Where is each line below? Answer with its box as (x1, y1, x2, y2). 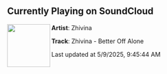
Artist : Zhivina (51, 23, 93, 32)
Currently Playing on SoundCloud (7, 5, 154, 17)
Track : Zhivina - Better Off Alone (51, 37, 144, 45)
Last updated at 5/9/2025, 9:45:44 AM (51, 50, 161, 58)
